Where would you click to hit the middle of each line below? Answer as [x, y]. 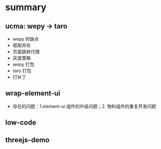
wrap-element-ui [33, 93]
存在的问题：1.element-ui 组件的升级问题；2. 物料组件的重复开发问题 [84, 106]
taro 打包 [22, 71]
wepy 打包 [23, 64]
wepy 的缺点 [26, 39]
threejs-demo [27, 140]
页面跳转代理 [26, 52]
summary [26, 7]
